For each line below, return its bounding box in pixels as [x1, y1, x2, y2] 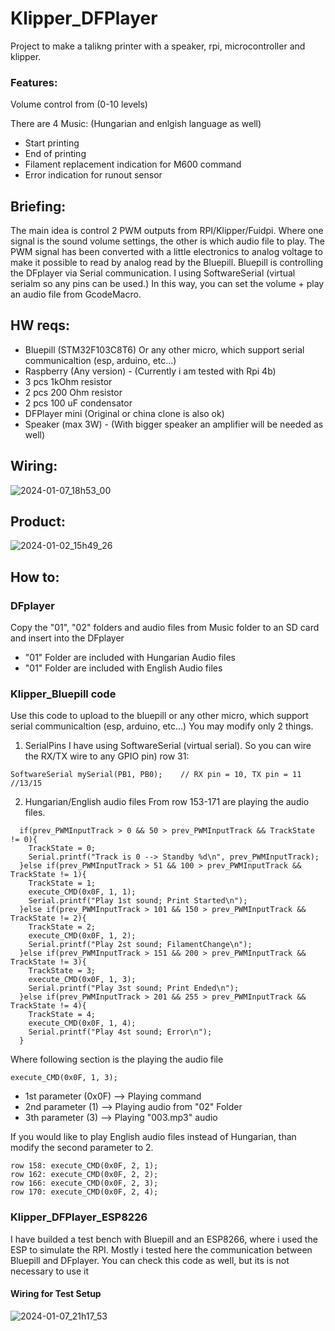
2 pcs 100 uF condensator [24, 397, 133, 409]
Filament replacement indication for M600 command [24, 158, 242, 171]
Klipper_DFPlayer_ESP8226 [10, 1210, 148, 1224]
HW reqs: [10, 317, 71, 334]
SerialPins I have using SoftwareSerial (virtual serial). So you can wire [24, 740, 312, 752]
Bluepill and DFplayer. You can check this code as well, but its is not [10, 1254, 290, 1266]
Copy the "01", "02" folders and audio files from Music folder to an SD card [10, 622, 320, 634]
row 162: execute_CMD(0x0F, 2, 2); [10, 1170, 159, 1180]
